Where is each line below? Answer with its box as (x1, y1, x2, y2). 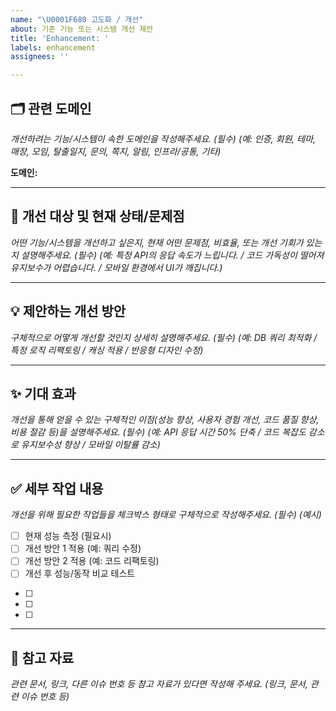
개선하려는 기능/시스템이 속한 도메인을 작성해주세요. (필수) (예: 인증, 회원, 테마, (10, 132, 317, 145)
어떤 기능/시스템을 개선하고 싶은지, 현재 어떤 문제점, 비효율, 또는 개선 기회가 (10, 236, 304, 248)
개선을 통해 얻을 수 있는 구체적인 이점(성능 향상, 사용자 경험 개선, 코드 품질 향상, (10, 414, 320, 426)
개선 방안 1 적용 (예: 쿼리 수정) (24, 542, 142, 555)
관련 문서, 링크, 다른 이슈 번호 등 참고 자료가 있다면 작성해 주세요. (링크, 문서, (10, 678, 308, 690)
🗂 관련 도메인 (10, 100, 92, 117)
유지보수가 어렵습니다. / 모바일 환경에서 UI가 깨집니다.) (10, 261, 223, 273)
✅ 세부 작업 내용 (10, 480, 104, 497)
